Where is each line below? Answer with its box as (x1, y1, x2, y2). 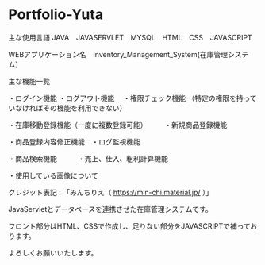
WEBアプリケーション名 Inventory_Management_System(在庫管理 (8, 49, 229, 59)
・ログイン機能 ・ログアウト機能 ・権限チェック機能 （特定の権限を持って (8, 93, 258, 102)
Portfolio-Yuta (8, 6, 104, 24)
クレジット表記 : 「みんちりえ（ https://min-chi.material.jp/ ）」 (8, 187, 213, 197)
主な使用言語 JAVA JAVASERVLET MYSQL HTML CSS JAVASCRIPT (8, 33, 252, 42)
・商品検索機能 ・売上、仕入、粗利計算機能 (8, 153, 168, 163)
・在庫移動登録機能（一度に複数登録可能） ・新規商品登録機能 (8, 120, 228, 129)
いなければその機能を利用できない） (8, 103, 127, 113)
